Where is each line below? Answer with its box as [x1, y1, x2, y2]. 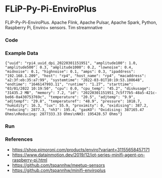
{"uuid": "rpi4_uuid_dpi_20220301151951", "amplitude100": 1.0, [5, 61, 138, 66]
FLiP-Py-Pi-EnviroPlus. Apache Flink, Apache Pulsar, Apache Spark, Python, [5, 19, 158, 25]
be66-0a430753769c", [5, 95, 47, 100]
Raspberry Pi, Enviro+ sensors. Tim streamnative [5, 24, 103, 30]
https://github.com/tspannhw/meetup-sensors [12, 162, 105, 168]
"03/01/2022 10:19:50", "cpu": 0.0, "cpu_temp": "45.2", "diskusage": [5, 86, 151, 91]
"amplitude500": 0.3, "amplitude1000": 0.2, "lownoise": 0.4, [5, 65, 133, 70]
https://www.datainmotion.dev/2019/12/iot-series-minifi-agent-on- [12, 152, 146, 158]
